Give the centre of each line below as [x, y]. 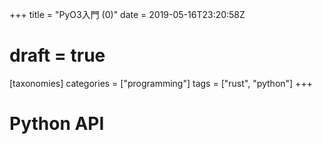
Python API [57, 124]
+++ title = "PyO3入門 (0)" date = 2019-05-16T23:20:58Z [127, 14]
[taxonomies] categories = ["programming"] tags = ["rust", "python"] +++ [161, 83]
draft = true [57, 55]
